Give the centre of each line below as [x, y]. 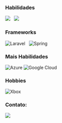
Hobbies [16, 80]
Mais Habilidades [27, 56]
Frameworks [21, 32]
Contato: [16, 105]
